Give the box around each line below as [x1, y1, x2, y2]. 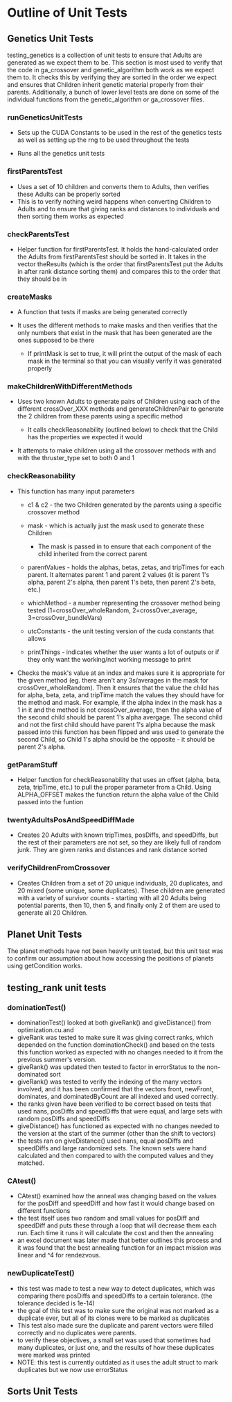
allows [27, 634, 46, 642]
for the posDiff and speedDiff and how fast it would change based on [17, 1199, 215, 1207]
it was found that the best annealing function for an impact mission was [17, 1244, 222, 1252]
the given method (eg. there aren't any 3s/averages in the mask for [17, 676, 209, 684]
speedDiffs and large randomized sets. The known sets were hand [17, 1144, 207, 1152]
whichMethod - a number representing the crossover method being [27, 598, 220, 607]
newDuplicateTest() [7, 1269, 75, 1278]
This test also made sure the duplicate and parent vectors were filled [17, 1321, 213, 1329]
